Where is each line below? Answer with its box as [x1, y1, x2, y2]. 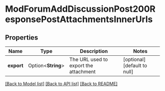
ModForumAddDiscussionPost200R [5, 3, 156, 15]
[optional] [123, 56, 146, 63]
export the [69, 62, 93, 69]
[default [123, 62, 141, 69]
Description [80, 48, 108, 54]
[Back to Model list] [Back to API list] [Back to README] [5, 81, 118, 87]
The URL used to [69, 56, 108, 63]
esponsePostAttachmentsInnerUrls [5, 14, 153, 25]
